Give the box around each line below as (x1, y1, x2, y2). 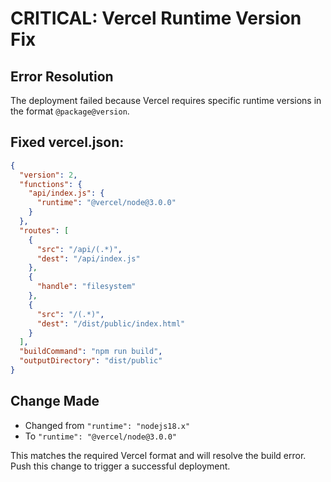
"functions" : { (19, 179, 83, 189)
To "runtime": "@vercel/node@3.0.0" (24, 430, 177, 442)
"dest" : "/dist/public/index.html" (36, 318, 186, 329)
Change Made (10, 393, 100, 410)
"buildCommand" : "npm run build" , (19, 347, 163, 357)
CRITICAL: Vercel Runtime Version (10, 7, 302, 30)
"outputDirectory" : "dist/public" (19, 356, 163, 366)
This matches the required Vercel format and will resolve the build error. (10, 449, 307, 461)
